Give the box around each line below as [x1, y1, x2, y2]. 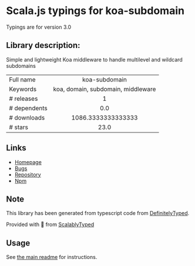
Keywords [9, 85, 37, 93]
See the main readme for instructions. [6, 254, 97, 261]
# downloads [9, 113, 45, 121]
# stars [9, 123, 28, 131]
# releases [9, 94, 38, 103]
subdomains [6, 62, 36, 69]
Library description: [6, 40, 80, 50]
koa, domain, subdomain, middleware [53, 85, 156, 93]
